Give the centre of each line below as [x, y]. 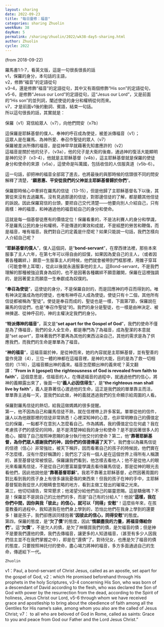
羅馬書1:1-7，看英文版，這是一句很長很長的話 [50, 70]
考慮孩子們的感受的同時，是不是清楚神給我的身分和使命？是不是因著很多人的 [82, 429]
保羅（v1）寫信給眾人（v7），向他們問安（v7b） [53, 123]
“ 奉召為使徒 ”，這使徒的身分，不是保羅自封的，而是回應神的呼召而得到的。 [80, 289]
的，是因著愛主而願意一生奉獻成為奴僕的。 [48, 278]
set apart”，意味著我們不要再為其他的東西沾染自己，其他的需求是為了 [81, 336]
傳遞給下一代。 [29, 551]
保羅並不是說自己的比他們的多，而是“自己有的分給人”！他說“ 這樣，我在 [85, 497]
